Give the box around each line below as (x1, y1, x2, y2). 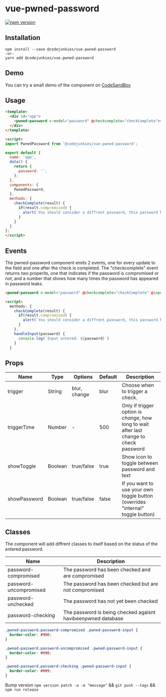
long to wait (122, 421, 149, 428)
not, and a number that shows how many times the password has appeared (5, 275, 159, 281)
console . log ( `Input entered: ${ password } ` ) (18, 336, 110, 341)
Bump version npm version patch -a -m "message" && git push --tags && (5, 682, 156, 688)
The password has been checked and (63, 566, 151, 573)
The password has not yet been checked (63, 598, 158, 605)
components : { (9, 182, 39, 187)
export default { (5, 150, 41, 155)
